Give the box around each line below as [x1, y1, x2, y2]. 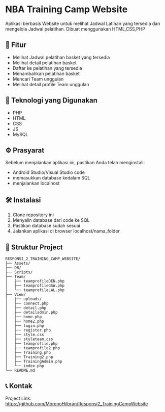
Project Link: [5, 395, 31, 401]
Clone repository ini [12, 212, 54, 218]
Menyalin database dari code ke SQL [12, 217, 90, 223]
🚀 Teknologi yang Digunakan [5, 96, 98, 105]
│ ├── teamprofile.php [5, 341, 58, 346]
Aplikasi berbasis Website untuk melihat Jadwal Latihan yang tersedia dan [5, 20, 160, 27]
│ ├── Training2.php [5, 354, 53, 359]
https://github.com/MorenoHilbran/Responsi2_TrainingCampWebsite [5, 400, 148, 406]
